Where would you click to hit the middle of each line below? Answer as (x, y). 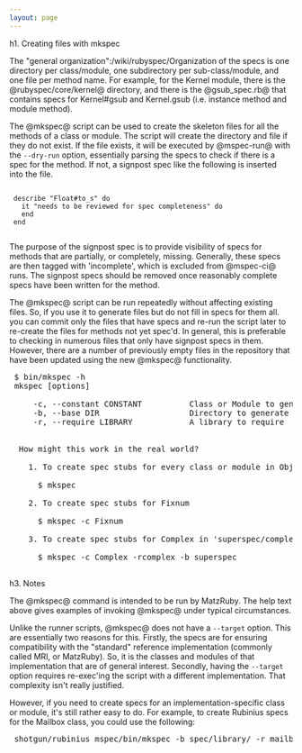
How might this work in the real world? (109, 449)
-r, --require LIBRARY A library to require (159, 422)
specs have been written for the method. (84, 285)
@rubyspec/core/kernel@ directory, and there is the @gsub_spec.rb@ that (148, 89)
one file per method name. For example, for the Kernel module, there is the (147, 80)
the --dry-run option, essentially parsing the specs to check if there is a (142, 155)
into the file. (31, 174)
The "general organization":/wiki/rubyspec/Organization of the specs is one (150, 60)
